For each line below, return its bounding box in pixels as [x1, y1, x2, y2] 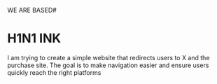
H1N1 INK [7, 31, 62, 46]
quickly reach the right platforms [7, 68, 101, 76]
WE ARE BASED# [7, 6, 57, 14]
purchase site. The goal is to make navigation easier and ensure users [7, 61, 209, 69]
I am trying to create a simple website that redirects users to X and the [7, 53, 210, 62]
